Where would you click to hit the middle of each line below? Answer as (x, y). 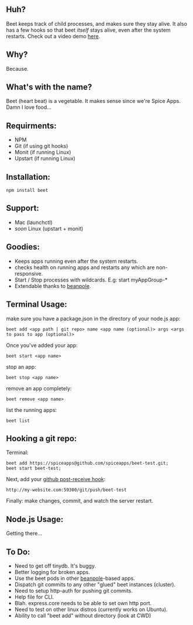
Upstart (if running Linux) (45, 159)
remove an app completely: (39, 388)
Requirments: (31, 126)
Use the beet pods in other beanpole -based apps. (75, 578)
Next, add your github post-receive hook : (56, 479)
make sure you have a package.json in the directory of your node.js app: (93, 318)
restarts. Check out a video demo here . (53, 36)
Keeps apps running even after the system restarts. (76, 261)
